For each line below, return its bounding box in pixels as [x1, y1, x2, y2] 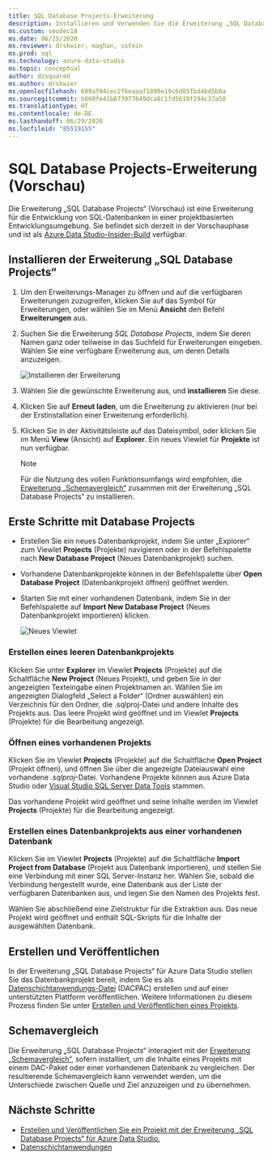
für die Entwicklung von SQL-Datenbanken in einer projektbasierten [8, 212, 234, 222]
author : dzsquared [8, 72, 70, 80]
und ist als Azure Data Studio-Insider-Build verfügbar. [8, 229, 188, 239]
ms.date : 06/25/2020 [8, 34, 79, 43]
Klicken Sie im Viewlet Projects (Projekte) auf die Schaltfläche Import [8, 854, 240, 864]
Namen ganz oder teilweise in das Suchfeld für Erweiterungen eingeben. [19, 337, 263, 346]
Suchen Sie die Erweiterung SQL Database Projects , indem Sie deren [19, 329, 251, 338]
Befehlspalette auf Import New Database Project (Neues [19, 602, 210, 612]
